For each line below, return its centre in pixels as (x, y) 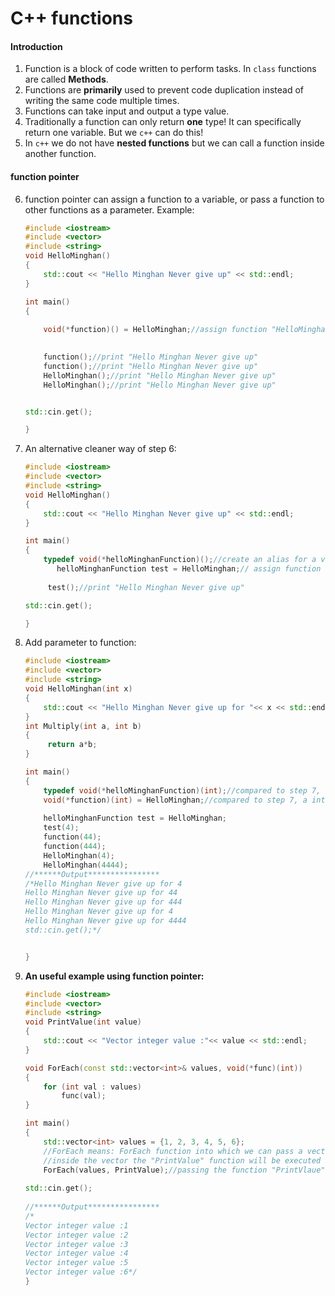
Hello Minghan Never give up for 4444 (105, 921)
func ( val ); (84, 1096)
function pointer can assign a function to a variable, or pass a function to (174, 199)
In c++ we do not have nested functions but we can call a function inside (174, 143)
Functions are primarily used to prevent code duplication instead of (164, 90)
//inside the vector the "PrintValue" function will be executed (182, 1160)
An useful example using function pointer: (114, 976)
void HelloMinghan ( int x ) (78, 689)
